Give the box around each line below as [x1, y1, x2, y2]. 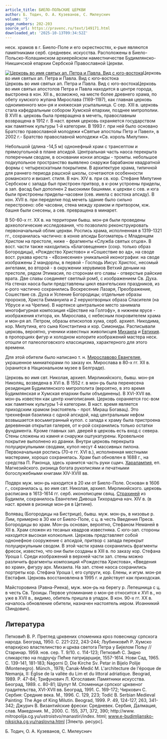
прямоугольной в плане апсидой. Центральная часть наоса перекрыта [5, 149, 157, 155]
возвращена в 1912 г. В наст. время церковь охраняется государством [5, 118, 156, 124]
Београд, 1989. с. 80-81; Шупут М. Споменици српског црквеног [5, 681, 143, 687]
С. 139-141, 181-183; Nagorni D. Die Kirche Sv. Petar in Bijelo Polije [5, 660, 141, 666]
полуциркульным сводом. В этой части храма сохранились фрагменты [5, 543, 158, 548]
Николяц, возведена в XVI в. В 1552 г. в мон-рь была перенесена [5, 380, 144, 386]
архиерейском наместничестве [56, 55, 125, 61]
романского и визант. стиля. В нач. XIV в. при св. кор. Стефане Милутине [5, 176, 162, 181]
